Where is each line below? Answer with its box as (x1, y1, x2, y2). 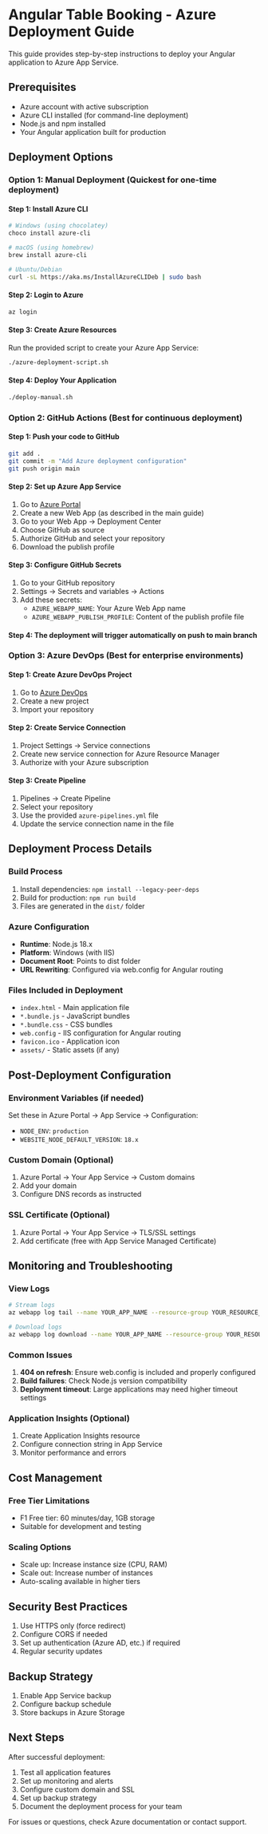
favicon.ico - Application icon (19, 1036, 120, 1047)
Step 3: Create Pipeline (8, 776, 86, 786)
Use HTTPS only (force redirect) (19, 1621, 126, 1630)
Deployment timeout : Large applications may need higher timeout (19, 1384, 238, 1394)
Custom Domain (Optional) (8, 1154, 114, 1165)
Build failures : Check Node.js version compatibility (19, 1376, 187, 1386)
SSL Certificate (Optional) (8, 1210, 110, 1221)
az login (8, 307, 37, 316)
